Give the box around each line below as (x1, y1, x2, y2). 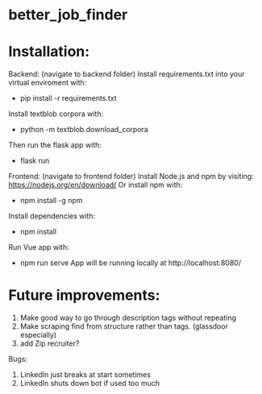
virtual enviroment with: (8, 78, 87, 88)
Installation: (8, 43, 90, 61)
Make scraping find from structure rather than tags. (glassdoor (19, 321, 228, 331)
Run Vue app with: (8, 243, 70, 252)
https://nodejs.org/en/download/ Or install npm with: (8, 180, 183, 190)
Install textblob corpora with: (8, 109, 103, 118)
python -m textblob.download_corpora (19, 125, 149, 135)
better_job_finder (8, 6, 128, 24)
